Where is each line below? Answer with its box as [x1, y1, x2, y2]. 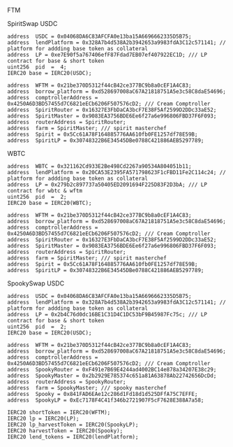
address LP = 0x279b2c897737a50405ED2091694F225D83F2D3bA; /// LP [7, 181, 208, 188]
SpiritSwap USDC [7, 20, 58, 27]
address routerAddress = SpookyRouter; [7, 378, 127, 385]
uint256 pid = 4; [7, 64, 68, 71]
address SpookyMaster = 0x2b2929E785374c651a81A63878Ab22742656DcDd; [7, 372, 217, 379]
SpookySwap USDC [7, 279, 65, 288]
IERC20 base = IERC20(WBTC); [7, 199, 92, 206]
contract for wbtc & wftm [7, 187, 82, 194]
